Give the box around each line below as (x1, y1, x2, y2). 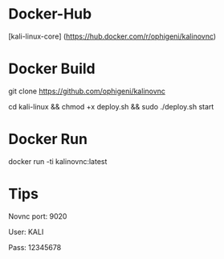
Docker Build (8, 60, 96, 78)
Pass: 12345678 (8, 242, 62, 252)
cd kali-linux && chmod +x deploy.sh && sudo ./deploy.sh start (8, 101, 214, 111)
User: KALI (8, 227, 44, 236)
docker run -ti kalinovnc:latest (8, 156, 108, 166)
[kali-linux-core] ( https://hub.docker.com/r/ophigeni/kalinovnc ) (8, 31, 217, 41)
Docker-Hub (8, 5, 92, 23)
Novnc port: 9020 (8, 211, 67, 221)
